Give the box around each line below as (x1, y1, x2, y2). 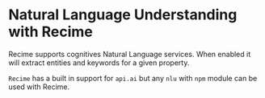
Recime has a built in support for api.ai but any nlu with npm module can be (8, 73, 258, 83)
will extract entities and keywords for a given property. (8, 58, 190, 67)
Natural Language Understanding (8, 6, 238, 24)
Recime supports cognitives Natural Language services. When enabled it (8, 49, 251, 59)
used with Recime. (8, 82, 70, 92)
